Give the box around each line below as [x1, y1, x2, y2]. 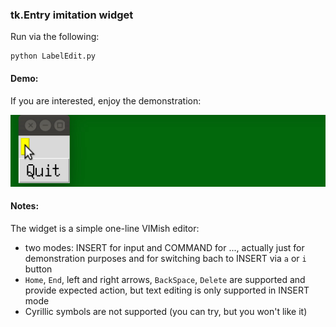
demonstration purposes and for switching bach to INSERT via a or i [24, 252, 307, 264]
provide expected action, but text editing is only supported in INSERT [24, 284, 310, 296]
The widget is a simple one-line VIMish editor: [10, 222, 200, 234]
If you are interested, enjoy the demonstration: [10, 94, 202, 107]
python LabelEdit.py [10, 51, 97, 62]
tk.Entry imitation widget [10, 8, 134, 22]
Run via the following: [10, 31, 100, 43]
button [24, 263, 53, 275]
